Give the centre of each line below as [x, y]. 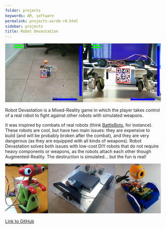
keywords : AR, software [30, 16]
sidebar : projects [24, 26]
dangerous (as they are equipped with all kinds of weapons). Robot [73, 141]
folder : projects [23, 10]
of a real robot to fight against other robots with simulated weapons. [74, 115]
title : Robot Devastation [32, 32]
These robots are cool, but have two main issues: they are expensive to [78, 130]
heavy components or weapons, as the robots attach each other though [78, 152]
